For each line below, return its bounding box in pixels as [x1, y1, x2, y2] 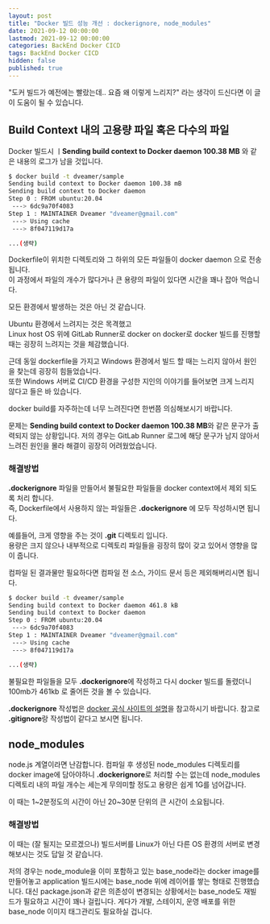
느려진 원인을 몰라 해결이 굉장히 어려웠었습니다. [8, 441, 157, 451]
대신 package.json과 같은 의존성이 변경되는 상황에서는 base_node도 [25, 886, 242, 896]
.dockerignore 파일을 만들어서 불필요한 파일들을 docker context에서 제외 [8, 483, 243, 492]
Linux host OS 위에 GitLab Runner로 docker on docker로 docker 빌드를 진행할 [8, 329, 260, 339]
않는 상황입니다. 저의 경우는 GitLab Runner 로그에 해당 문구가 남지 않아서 [29, 431, 260, 441]
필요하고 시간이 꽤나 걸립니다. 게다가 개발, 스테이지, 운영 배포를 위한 [23, 896, 236, 906]
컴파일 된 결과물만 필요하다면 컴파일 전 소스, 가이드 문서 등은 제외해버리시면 [8, 567, 245, 577]
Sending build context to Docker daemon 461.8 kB [8, 601, 179, 609]
